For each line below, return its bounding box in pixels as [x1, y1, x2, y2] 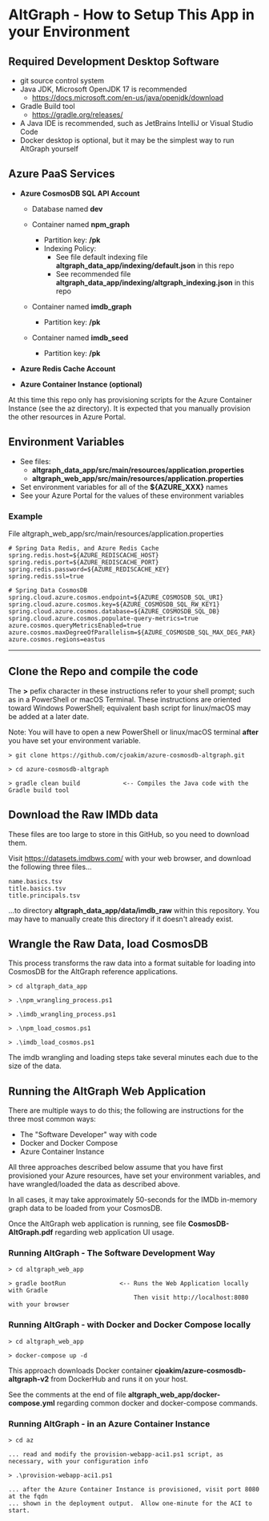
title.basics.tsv [8, 884, 66, 892]
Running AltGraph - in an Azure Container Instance [8, 1418, 211, 1429]
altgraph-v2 [8, 1373, 50, 1384]
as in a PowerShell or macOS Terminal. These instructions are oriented [8, 694, 242, 704]
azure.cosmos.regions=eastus [8, 635, 106, 643]
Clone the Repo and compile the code [8, 665, 199, 678]
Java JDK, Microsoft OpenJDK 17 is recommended [19, 84, 187, 94]
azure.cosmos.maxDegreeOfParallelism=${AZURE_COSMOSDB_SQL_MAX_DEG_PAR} [8, 628, 256, 637]
